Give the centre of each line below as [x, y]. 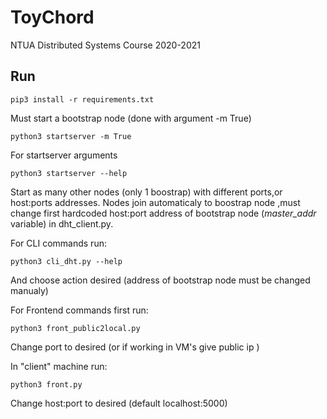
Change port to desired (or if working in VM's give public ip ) [135, 347]
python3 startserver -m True [71, 136]
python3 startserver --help [69, 173]
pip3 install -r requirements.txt [82, 99]
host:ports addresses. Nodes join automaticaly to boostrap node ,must [155, 202]
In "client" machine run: [59, 366]
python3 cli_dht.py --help [66, 261]
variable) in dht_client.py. [62, 223]
